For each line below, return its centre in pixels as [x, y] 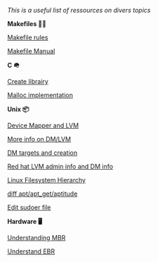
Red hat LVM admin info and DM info [60, 166]
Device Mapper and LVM [43, 125]
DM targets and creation [42, 153]
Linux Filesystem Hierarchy [47, 180]
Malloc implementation [40, 95]
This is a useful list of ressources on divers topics [79, 10]
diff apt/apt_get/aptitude [42, 194]
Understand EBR [31, 251]
